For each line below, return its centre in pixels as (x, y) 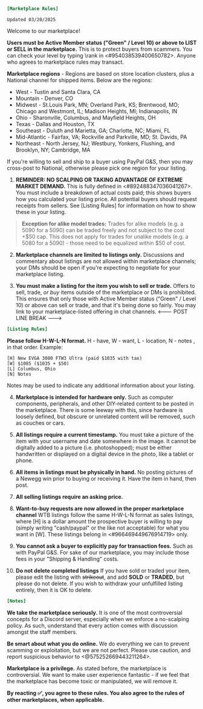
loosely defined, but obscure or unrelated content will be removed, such (105, 416)
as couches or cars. (40, 423)
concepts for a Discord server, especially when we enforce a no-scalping (98, 619)
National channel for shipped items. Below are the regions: (80, 80)
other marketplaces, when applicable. (56, 699)
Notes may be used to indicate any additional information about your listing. (101, 385)
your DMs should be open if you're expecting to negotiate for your (98, 267)
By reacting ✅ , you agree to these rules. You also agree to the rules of (96, 693)
